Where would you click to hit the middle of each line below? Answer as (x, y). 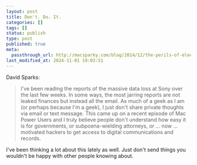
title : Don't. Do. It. (34, 17)
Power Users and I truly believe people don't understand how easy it (103, 119)
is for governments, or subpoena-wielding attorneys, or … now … (99, 126)
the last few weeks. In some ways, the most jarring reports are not (100, 95)
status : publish (26, 33)
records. (30, 138)
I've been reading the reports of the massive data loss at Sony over (101, 88)
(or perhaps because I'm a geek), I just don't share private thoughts (102, 107)
